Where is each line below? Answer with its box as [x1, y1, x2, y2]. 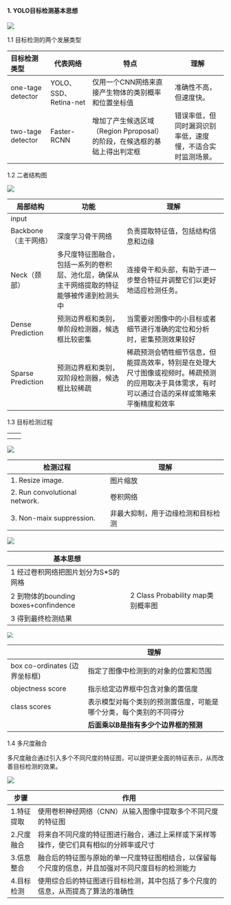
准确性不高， [174, 82, 217, 92]
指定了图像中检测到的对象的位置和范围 [87, 667, 212, 675]
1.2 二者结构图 [7, 171, 47, 179]
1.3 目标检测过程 [7, 418, 53, 426]
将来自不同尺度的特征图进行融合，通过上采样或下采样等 [37, 830, 217, 839]
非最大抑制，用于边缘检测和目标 [109, 509, 214, 518]
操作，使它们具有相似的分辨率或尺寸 [37, 840, 155, 849]
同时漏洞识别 [174, 121, 217, 131]
